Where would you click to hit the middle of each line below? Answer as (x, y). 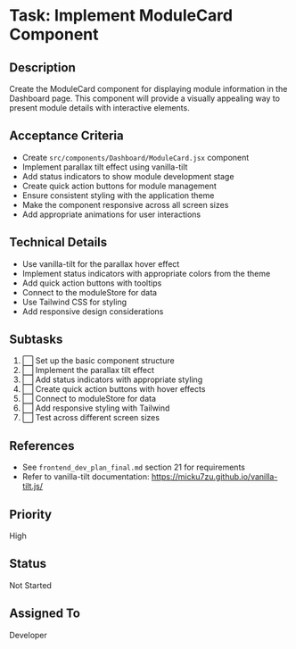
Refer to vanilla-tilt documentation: (86, 477)
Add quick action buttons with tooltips (92, 283)
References (42, 446)
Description (42, 67)
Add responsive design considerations (93, 311)
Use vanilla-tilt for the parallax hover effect (101, 263)
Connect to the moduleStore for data (90, 292)
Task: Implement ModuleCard (121, 16)
